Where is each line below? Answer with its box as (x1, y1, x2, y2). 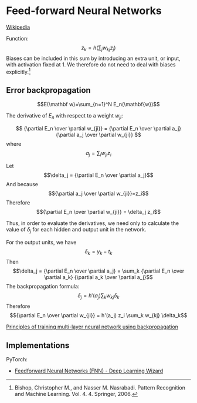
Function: (6, 35, 29, 42)
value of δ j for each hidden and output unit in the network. (6, 226, 147, 234)
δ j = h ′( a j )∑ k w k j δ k (77, 292, 120, 301)
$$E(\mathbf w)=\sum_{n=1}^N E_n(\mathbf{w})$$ (37, 101, 160, 108)
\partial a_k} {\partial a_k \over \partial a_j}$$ (43, 274, 154, 281)
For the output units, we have (6, 239, 77, 246)
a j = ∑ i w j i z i (86, 150, 111, 158)
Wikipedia (6, 23, 30, 31)
